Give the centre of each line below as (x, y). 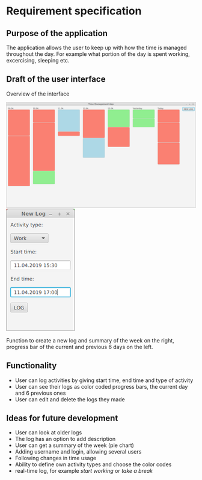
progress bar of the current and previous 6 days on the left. (80, 347)
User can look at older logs (48, 433)
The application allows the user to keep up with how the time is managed (97, 47)
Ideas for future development (62, 418)
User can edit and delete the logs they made (70, 399)
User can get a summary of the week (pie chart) (74, 445)
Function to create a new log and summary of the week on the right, (90, 340)
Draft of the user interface (56, 79)
